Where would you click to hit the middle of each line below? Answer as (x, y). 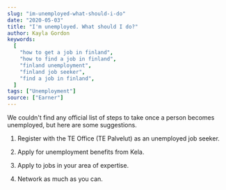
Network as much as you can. (60, 179)
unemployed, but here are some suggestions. (72, 125)
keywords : (22, 40)
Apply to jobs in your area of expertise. (73, 165)
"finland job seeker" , (53, 72)
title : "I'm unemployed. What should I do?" (73, 26)
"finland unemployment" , (56, 65)
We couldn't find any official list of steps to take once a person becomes (111, 118)
